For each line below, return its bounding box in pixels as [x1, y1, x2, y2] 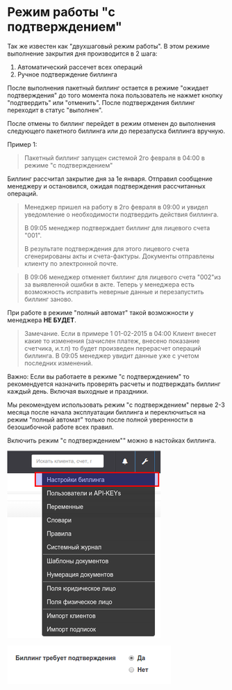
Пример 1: [7, 140, 38, 148]
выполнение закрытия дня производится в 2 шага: [7, 49, 158, 58]
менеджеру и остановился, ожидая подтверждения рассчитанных [7, 182, 206, 190]
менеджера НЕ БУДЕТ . [7, 316, 76, 324]
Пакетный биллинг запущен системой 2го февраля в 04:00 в [24, 154, 205, 162]
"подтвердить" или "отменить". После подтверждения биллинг [7, 98, 196, 106]
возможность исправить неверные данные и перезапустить [24, 287, 204, 296]
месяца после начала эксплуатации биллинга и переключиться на [7, 408, 206, 416]
